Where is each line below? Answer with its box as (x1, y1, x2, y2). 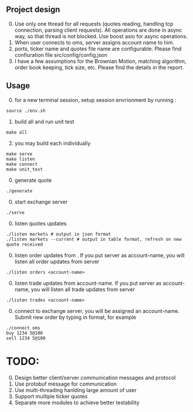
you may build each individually (14, 139, 91, 147)
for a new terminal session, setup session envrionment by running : (14, 96, 177, 103)
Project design (6, 5, 60, 15)
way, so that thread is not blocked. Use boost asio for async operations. (14, 32, 188, 40)
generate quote (14, 176, 52, 183)
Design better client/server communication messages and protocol (14, 374, 176, 381)
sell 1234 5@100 (6, 335, 46, 341)
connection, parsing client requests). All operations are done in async (14, 26, 182, 33)
